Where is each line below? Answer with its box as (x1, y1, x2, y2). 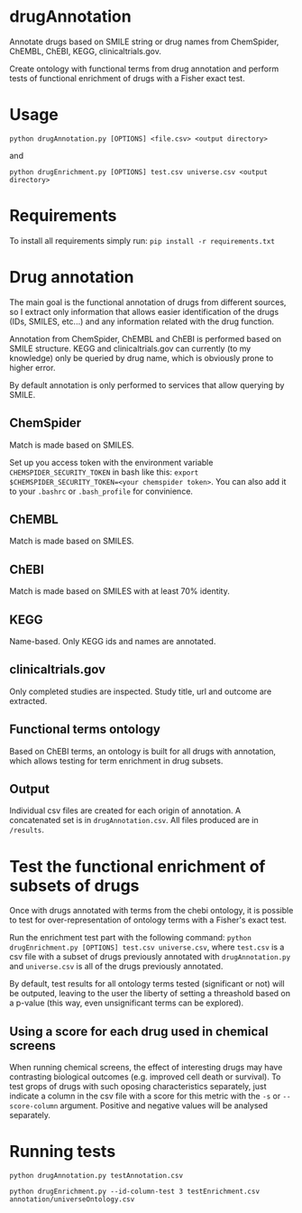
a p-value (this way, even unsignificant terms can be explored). (9, 997, 244, 1008)
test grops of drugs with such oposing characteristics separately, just (9, 1081, 267, 1092)
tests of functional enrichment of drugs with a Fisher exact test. (9, 72, 245, 83)
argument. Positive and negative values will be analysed (59, 1100, 269, 1111)
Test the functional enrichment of (9, 856, 266, 876)
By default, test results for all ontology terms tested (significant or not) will (9, 978, 286, 989)
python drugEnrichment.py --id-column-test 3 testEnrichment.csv (9, 1187, 260, 1197)
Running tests (9, 1142, 116, 1162)
